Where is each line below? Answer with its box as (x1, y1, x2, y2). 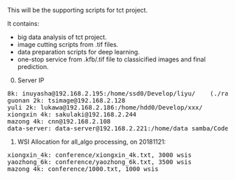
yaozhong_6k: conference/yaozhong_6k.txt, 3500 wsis (7, 158, 192, 166)
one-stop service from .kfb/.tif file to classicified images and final (17, 55, 206, 63)
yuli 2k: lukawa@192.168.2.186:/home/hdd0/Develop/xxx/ (7, 104, 203, 111)
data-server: (7, 125, 52, 132)
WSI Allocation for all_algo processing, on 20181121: (17, 137, 166, 146)
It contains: (7, 20, 40, 27)
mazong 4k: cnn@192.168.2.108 (7, 118, 111, 125)
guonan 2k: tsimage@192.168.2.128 (7, 97, 126, 104)
